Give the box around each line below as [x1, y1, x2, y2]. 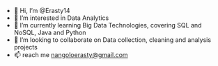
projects [13, 43, 38, 51]
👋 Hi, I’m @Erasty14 [13, 7, 70, 14]
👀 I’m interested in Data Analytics [13, 14, 109, 22]
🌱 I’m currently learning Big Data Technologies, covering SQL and [13, 21, 202, 29]
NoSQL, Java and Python [13, 28, 86, 36]
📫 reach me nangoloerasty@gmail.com [13, 51, 128, 58]
